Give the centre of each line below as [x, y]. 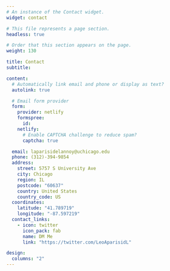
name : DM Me [37, 236]
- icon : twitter [38, 225]
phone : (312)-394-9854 [40, 157]
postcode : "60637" [40, 185]
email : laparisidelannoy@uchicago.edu [61, 152]
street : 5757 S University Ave [57, 169]
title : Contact [25, 62]
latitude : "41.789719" [46, 208]
